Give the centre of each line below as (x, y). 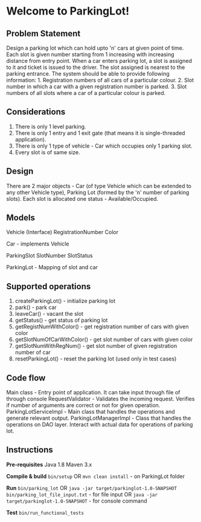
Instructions (30, 450)
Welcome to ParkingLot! (68, 11)
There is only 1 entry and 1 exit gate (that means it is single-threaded (100, 133)
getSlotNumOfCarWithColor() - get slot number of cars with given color (104, 339)
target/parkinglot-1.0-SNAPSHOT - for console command (77, 501)
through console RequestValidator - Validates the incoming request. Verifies (101, 399)
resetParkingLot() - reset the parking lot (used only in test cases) (96, 359)
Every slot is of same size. (47, 152)
